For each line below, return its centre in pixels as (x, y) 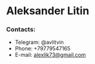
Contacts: (21, 30)
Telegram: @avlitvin (39, 42)
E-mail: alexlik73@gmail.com (50, 55)
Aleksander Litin (48, 11)
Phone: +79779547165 (42, 49)
